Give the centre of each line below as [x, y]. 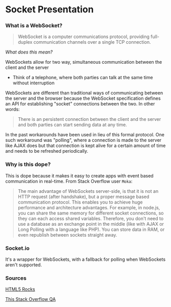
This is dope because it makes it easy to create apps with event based [79, 175]
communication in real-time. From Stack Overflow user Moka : [69, 181]
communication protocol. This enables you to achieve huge [80, 202]
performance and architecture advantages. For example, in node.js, [89, 207]
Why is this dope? [28, 165]
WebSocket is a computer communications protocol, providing [84, 37]
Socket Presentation [49, 10]
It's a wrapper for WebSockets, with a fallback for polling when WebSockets [85, 259]
